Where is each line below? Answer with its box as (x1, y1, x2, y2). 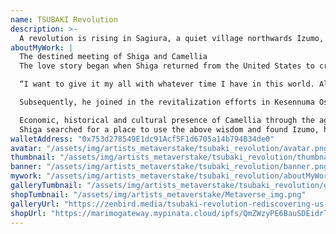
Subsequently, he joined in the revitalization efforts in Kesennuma (19, 97, 315, 107)
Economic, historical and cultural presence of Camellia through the (19, 115, 315, 125)
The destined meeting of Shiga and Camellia (19, 52, 208, 62)
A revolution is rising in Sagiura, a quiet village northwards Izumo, (19, 33, 325, 43)
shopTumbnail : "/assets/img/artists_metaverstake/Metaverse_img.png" (10, 189, 307, 200)
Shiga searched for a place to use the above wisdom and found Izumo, (19, 124, 320, 135)
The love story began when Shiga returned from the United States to (19, 61, 315, 71)
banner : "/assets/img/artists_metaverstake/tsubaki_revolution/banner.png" (10, 162, 333, 172)
